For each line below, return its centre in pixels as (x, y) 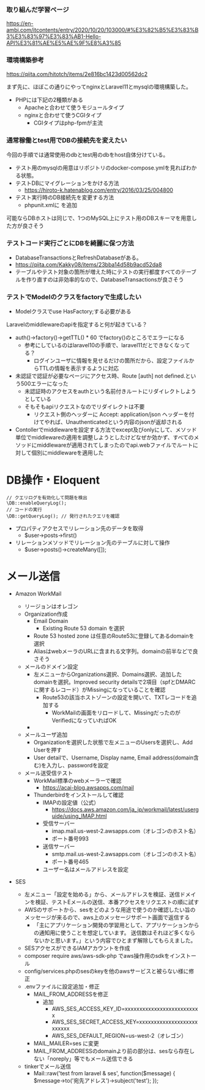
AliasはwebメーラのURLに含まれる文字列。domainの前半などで (113, 651)
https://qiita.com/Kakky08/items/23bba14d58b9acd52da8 (88, 265)
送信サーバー (59, 847)
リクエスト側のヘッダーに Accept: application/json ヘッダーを (111, 414)
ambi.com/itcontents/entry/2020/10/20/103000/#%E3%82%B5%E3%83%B (102, 30)
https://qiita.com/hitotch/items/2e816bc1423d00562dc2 (77, 74)
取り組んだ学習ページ (38, 9)
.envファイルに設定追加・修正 (62, 987)
